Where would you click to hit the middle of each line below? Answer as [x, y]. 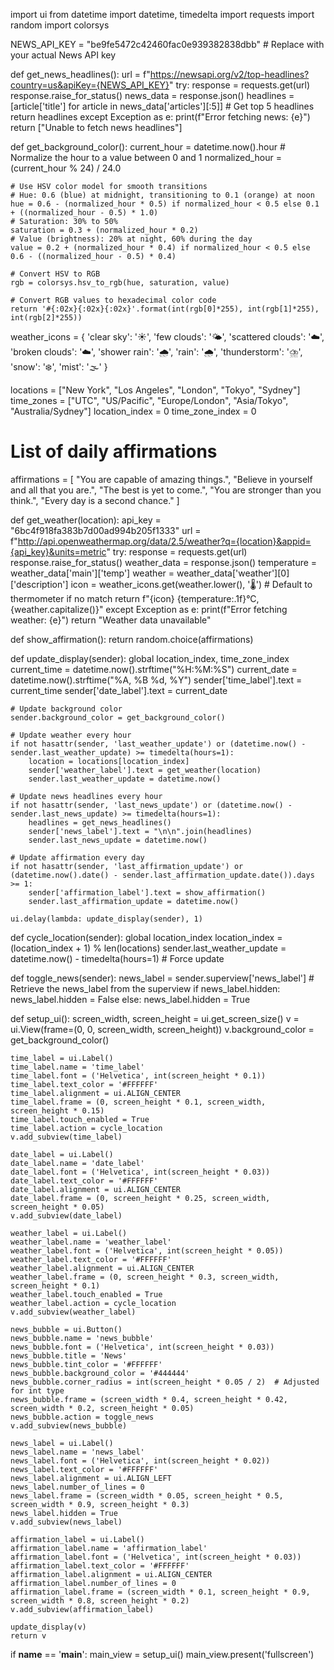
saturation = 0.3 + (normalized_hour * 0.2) [104, 230]
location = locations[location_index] [109, 761]
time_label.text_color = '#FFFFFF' [84, 1084]
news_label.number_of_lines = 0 [77, 1487]
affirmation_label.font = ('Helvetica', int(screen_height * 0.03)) [156, 1557]
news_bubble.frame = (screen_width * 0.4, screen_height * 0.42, [149, 1399]
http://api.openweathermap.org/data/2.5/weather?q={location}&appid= [164, 541]
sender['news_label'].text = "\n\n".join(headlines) [140, 831]
